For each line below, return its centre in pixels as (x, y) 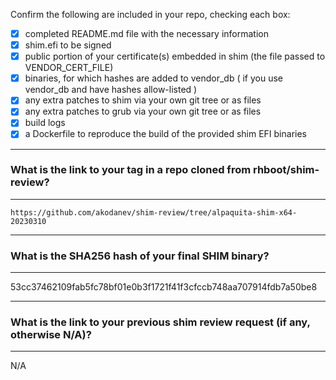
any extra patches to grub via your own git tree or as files (143, 111)
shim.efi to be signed (68, 45)
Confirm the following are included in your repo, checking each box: (150, 14)
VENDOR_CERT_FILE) (69, 68)
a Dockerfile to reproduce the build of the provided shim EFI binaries (165, 134)
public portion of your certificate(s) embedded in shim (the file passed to (175, 56)
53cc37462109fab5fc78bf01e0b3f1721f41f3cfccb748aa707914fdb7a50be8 (164, 287)
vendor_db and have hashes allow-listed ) (111, 90)
